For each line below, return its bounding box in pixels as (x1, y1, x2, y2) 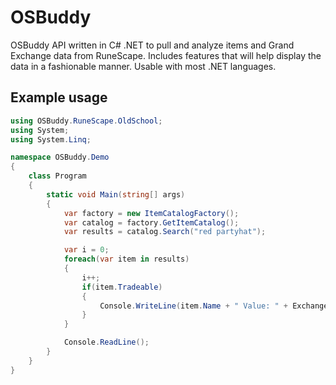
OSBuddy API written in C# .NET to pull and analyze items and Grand (10, 39, 295, 51)
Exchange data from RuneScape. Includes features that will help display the (10, 49, 322, 61)
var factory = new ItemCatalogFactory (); (63, 208, 240, 218)
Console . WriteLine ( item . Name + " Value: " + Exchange (99, 301, 329, 311)
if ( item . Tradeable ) (81, 282, 163, 292)
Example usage (10, 89, 108, 106)
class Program (28, 171, 87, 181)
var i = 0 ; (63, 245, 110, 255)
